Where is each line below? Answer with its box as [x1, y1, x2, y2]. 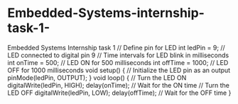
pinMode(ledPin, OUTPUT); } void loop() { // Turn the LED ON [7, 73, 187, 82]
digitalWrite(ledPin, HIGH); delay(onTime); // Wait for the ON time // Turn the [7, 81, 229, 89]
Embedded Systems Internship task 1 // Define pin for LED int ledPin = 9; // [7, 43, 225, 52]
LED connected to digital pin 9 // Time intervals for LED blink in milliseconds [7, 51, 229, 59]
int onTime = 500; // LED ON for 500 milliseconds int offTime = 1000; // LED [7, 58, 229, 67]
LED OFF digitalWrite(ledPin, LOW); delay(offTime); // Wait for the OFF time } [7, 88, 232, 97]
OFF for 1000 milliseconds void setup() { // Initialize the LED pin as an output [7, 66, 231, 74]
